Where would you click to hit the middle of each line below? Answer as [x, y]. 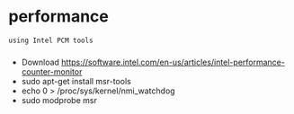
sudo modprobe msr [59, 100]
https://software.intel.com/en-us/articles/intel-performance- [173, 62]
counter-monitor [52, 71]
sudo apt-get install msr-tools [76, 81]
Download [40, 62]
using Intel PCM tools [51, 40]
